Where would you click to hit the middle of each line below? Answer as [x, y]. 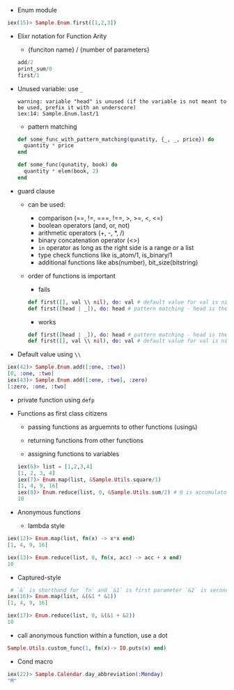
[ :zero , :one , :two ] [37, 386]
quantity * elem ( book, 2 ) [61, 171]
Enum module [37, 10]
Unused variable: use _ [50, 88]
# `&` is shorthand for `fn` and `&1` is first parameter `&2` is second [119, 590]
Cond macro [35, 661]
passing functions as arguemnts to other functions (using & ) [112, 427]
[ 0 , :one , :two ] [31, 374]
